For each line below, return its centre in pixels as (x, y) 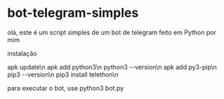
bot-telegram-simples (73, 13)
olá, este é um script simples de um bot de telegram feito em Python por (112, 32)
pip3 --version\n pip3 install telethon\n (63, 74)
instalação (22, 53)
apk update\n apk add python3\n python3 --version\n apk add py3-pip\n (112, 67)
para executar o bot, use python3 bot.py (66, 88)
